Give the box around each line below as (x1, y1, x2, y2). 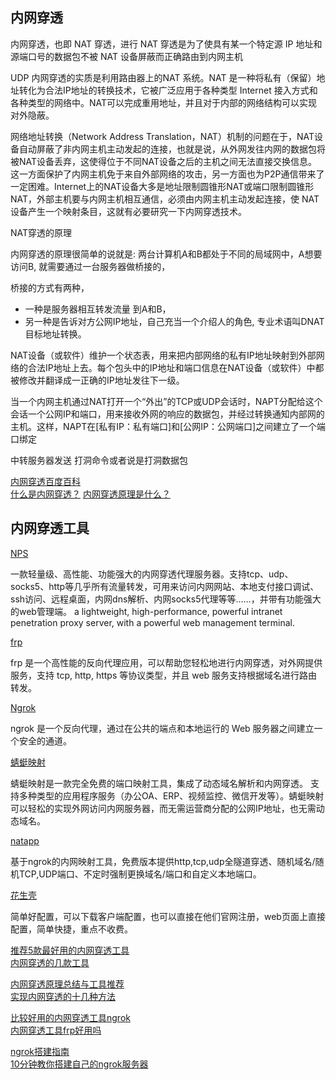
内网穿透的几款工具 (10, 956, 90, 968)
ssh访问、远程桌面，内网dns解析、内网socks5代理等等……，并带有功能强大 (10, 593, 322, 605)
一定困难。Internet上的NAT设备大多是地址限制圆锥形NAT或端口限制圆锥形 (10, 180, 315, 192)
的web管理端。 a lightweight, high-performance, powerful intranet (10, 605, 283, 617)
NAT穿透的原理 (10, 226, 73, 238)
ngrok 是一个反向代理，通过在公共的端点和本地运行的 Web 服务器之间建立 (10, 722, 315, 734)
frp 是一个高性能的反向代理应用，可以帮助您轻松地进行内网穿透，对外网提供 (10, 656, 323, 668)
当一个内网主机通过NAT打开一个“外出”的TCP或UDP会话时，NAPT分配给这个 (10, 395, 323, 407)
